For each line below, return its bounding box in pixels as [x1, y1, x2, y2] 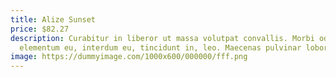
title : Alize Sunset [10, 14, 97, 25]
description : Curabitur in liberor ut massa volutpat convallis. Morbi [10, 33, 315, 43]
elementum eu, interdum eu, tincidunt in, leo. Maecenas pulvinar [19, 42, 302, 53]
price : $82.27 [10, 24, 70, 34]
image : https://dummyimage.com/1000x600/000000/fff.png [10, 52, 248, 62]
